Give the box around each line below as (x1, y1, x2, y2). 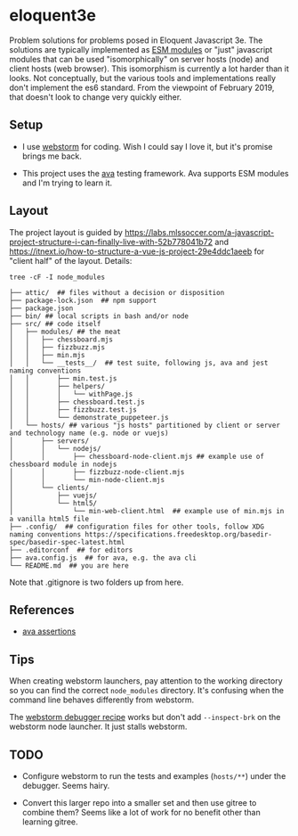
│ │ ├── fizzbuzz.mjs (9, 342, 105, 352)
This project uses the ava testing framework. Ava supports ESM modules (21, 168, 289, 178)
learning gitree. (21, 816, 78, 827)
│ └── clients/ (9, 483, 90, 492)
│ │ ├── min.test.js (9, 373, 117, 383)
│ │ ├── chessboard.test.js (9, 398, 145, 406)
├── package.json (9, 304, 74, 313)
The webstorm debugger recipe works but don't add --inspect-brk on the (9, 712, 281, 723)
